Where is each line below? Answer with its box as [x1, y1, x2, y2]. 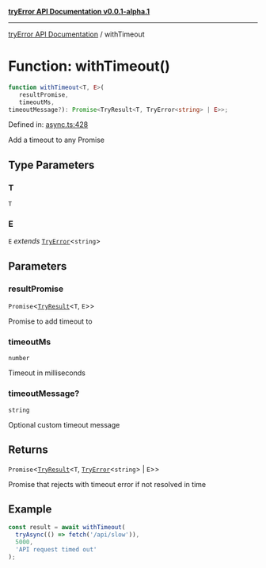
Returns [8, 443, 49, 457]
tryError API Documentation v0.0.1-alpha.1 [8, 7, 150, 16]
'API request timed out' [15, 545, 97, 554]
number [8, 355, 30, 363]
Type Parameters [8, 158, 95, 171]
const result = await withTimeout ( [8, 524, 126, 532]
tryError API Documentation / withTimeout [8, 29, 145, 39]
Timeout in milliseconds [8, 368, 85, 378]
